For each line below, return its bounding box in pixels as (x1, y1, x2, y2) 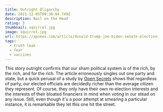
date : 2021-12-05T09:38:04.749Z (5, 12, 70, 16)
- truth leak (9, 43, 36, 48)
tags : (5, 39, 16, 44)
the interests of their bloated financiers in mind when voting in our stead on (5, 91, 155, 97)
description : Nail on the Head (5, 16, 68, 21)
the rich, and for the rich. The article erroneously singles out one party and (5, 71, 154, 77)
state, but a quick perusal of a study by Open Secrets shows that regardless (5, 76, 157, 81)
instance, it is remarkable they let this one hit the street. (5, 101, 116, 107)
